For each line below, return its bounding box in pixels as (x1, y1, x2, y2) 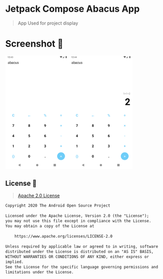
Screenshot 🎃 (5, 38, 64, 50)
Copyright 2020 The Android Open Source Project (5, 203, 111, 208)
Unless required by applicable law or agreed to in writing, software (5, 244, 158, 249)
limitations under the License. (5, 270, 74, 275)
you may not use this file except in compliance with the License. (5, 219, 152, 224)
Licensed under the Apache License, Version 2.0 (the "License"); (5, 213, 149, 219)
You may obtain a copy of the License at (5, 224, 95, 229)
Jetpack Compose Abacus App (5, 3, 140, 15)
